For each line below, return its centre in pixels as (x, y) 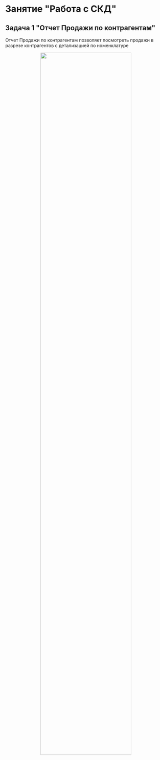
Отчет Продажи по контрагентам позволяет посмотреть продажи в (79, 40)
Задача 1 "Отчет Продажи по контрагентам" (81, 28)
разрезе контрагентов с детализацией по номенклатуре (67, 46)
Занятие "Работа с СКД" (61, 9)
